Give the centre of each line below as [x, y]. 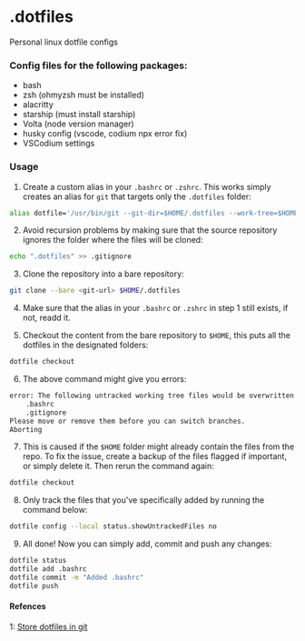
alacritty [38, 105]
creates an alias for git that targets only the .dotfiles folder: [137, 196]
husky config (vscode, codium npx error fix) [105, 134]
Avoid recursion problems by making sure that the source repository [150, 230]
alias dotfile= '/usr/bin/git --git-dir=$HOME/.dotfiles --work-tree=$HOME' [156, 213]
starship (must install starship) [79, 115]
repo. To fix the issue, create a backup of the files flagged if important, [155, 456]
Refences [28, 606]
